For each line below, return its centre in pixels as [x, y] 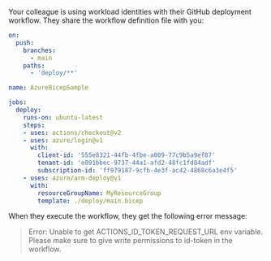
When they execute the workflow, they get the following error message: [128, 216]
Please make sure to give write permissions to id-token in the [130, 241]
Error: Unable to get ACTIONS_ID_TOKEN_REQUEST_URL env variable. [146, 232]
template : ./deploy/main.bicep [90, 201]
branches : [40, 50]
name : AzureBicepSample [49, 88]
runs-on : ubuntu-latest [63, 117]
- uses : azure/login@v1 [63, 140]
